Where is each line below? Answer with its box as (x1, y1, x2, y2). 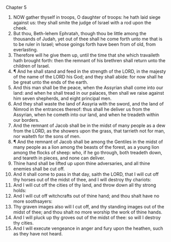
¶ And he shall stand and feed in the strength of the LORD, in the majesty (13, 68, 166, 74)
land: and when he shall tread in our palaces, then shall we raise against (13, 90, 164, 96)
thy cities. (13, 220, 34, 226)
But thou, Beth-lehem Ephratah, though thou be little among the (13, 31, 147, 36)
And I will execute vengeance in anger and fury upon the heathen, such (13, 225, 163, 231)
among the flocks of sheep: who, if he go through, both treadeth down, (13, 150, 162, 155)
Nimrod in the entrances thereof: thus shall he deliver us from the (13, 106, 151, 112)
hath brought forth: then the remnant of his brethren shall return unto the (13, 58, 166, 63)
